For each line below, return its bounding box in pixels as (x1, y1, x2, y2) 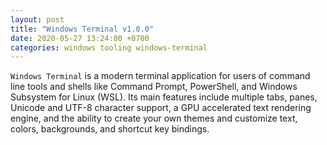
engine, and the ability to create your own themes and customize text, (10, 112, 298, 125)
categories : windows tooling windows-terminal (10, 42, 208, 53)
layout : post (10, 14, 65, 25)
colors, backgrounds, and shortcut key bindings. (10, 123, 210, 135)
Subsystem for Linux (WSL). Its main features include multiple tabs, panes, (10, 91, 318, 103)
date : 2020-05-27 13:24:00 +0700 (10, 33, 150, 43)
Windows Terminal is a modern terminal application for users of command (10, 70, 311, 82)
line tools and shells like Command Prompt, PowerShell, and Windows (10, 81, 298, 93)
